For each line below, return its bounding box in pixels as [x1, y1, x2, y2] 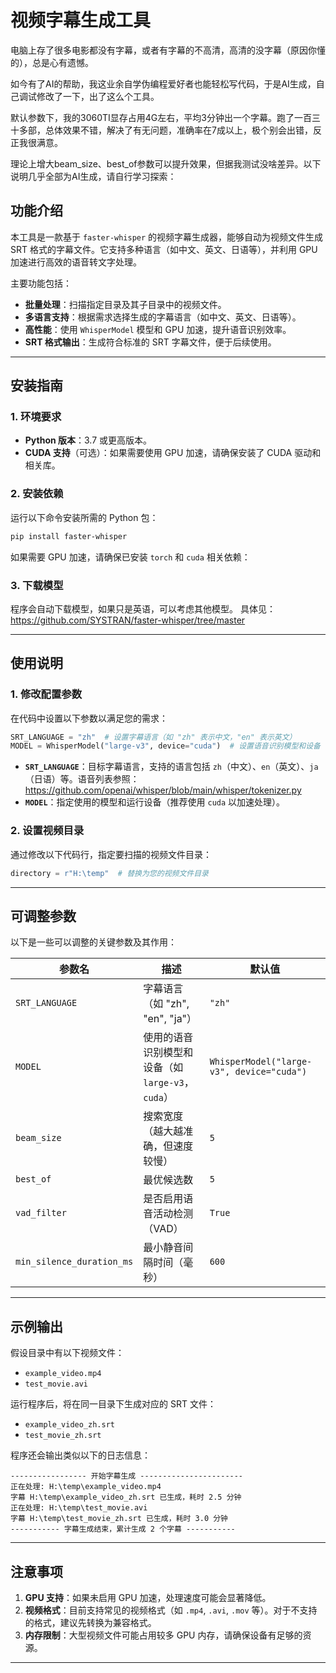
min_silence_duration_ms [15, 1256, 134, 1268]
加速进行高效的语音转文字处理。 [10, 256, 142, 268]
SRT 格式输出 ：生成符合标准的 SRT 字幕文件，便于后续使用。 [24, 336, 277, 348]
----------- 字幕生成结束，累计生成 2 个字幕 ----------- [10, 1524, 236, 1535]
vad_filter [15, 1207, 67, 1219]
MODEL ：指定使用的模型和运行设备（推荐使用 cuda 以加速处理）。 [24, 796, 286, 808]
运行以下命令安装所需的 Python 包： [10, 511, 159, 523]
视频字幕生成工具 [10, 9, 152, 32]
